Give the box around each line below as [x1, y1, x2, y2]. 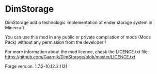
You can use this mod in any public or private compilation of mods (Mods [5, 34, 151, 40]
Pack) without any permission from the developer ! [5, 39, 106, 45]
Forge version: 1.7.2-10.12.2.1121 [5, 63, 68, 69]
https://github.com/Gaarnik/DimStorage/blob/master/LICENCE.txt [5, 54, 136, 59]
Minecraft [5, 24, 24, 30]
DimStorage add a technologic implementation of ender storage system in [5, 19, 153, 25]
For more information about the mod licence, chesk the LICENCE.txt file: [5, 49, 149, 55]
